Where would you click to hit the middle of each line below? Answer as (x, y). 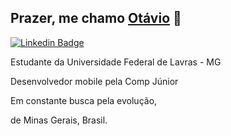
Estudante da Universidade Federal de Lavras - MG (116, 62)
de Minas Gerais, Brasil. (59, 120)
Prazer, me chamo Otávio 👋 (96, 18)
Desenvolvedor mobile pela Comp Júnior (94, 81)
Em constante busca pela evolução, (84, 100)
